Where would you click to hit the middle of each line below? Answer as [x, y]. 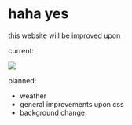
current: [21, 50]
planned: [22, 80]
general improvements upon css [71, 104]
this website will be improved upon [64, 35]
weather [33, 96]
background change [52, 112]
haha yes [38, 14]
